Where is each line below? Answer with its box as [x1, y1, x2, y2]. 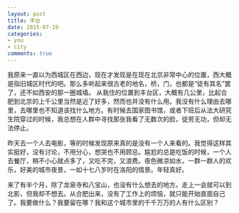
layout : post [7, 10, 46, 18]
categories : [7, 30, 43, 38]
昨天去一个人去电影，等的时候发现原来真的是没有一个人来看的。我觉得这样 [7, 138, 225, 147]
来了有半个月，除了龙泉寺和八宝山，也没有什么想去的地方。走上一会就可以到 [7, 180, 232, 189]
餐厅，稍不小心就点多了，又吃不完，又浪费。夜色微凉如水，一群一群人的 [13, 156, 225, 165]
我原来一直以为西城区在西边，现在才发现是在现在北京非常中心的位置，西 [7, 70, 219, 79]
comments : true [7, 50, 53, 58]
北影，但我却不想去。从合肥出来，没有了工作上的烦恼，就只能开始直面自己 [7, 189, 225, 197]
